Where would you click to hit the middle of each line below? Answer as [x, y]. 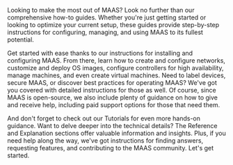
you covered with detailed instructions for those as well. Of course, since [112, 90]
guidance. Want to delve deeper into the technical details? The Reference [112, 126]
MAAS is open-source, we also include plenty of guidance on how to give [112, 97]
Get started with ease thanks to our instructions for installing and [100, 53]
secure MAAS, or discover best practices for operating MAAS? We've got [112, 82]
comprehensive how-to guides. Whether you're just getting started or [107, 17]
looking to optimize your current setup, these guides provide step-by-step [113, 25]
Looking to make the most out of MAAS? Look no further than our [101, 10]
